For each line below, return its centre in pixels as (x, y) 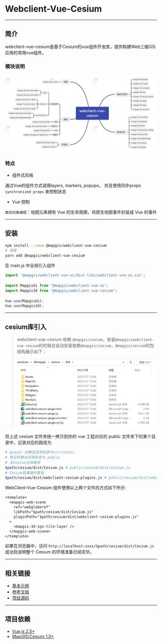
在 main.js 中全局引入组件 (30, 266)
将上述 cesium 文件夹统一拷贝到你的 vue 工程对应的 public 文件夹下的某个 (78, 436)
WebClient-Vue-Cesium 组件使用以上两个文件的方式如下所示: (66, 488)
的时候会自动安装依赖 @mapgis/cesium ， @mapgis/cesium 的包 (96, 346)
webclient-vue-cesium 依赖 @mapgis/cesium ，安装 (66, 339)
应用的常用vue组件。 (26, 52)
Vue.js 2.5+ (23, 631)
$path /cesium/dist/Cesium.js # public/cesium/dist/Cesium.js (68, 467)
